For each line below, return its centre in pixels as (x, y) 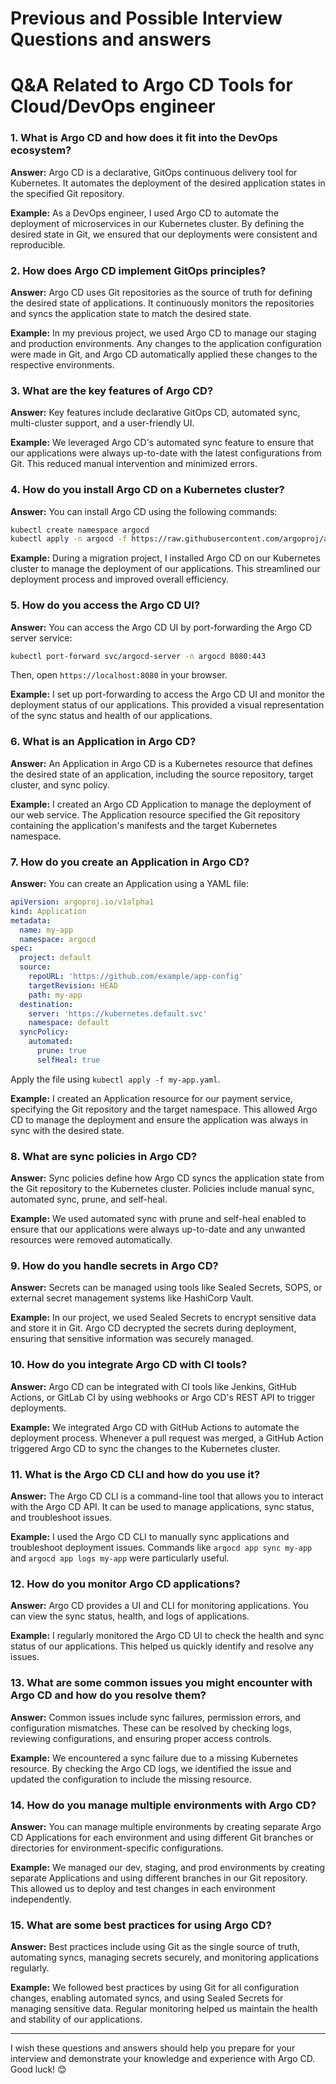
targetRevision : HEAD (73, 985)
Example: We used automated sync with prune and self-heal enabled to (158, 1219)
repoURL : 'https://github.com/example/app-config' (136, 977)
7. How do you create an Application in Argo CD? (130, 862)
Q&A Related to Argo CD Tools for (151, 85)
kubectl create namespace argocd (80, 530)
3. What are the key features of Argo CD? (112, 390)
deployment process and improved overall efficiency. (120, 579)
